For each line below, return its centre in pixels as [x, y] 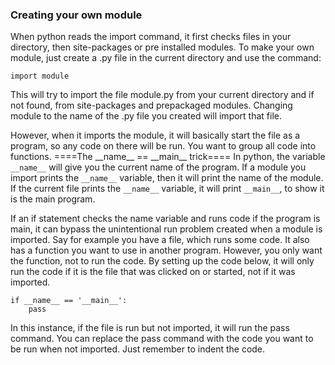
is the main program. [53, 199]
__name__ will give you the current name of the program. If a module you [158, 167]
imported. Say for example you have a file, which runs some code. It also [160, 240]
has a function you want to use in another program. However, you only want [166, 250]
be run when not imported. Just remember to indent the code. [138, 349]
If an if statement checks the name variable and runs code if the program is [165, 219]
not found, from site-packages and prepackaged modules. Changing [151, 105]
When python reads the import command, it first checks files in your [151, 37]
